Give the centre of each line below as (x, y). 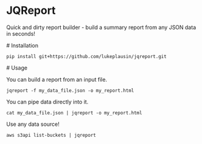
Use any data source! (33, 124)
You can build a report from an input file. (57, 79)
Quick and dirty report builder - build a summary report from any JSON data (101, 27)
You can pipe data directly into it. (48, 102)
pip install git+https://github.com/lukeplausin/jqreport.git (86, 56)
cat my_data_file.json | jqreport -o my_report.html (74, 113)
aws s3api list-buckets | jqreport (51, 135)
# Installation (22, 45)
